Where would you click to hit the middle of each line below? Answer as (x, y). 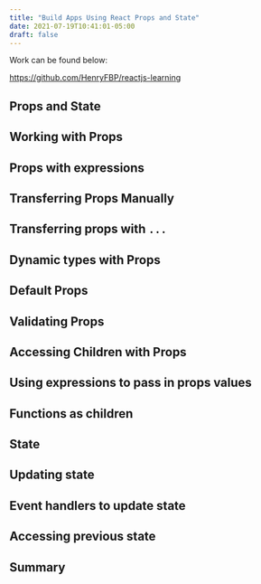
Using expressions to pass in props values (131, 383)
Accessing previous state (83, 537)
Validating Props (57, 321)
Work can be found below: (59, 61)
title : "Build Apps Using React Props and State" (105, 18)
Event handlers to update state (98, 506)
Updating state (52, 475)
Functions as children (71, 414)
